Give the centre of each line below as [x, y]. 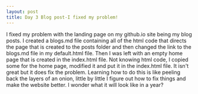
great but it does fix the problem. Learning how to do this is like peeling [93, 72]
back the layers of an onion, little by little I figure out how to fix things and [96, 79]
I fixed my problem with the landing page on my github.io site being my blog [99, 34]
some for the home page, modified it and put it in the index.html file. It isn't [98, 65]
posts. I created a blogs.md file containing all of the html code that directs [96, 40]
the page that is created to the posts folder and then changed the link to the [99, 47]
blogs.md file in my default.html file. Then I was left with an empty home [95, 53]
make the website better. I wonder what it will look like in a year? [85, 84]
